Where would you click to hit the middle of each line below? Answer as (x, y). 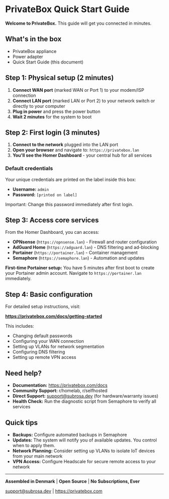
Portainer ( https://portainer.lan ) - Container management (75, 253)
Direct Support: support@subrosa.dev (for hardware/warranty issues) (85, 396)
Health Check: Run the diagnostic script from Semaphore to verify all (84, 401)
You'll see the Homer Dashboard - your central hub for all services (82, 155)
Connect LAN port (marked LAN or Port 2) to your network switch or (84, 101)
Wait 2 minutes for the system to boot (52, 116)
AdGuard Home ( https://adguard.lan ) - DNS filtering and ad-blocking (86, 247)
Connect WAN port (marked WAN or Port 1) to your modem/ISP (78, 90)
